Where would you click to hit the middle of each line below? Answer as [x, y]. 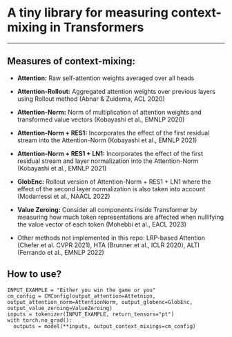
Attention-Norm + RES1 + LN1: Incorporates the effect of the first [110, 153]
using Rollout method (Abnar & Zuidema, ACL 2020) [91, 99]
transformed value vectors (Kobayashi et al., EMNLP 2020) [101, 119]
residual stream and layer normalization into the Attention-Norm [108, 161]
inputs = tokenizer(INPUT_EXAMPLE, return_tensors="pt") [91, 314]
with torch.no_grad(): [40, 320]
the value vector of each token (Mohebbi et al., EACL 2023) [101, 224]
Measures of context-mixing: [71, 61]
